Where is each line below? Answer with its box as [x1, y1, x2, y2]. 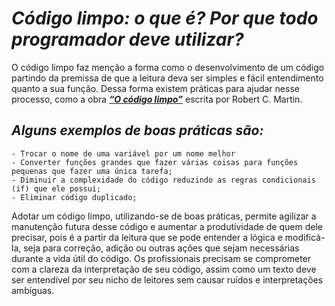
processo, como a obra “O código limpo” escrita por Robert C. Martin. [11, 93, 303, 105]
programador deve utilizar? [11, 28, 244, 51]
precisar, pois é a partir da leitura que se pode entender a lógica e [11, 231, 283, 243]
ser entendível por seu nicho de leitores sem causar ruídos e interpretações [11, 273, 324, 286]
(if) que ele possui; [11, 183, 102, 194]
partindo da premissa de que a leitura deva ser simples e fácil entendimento [11, 72, 324, 84]
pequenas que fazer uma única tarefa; [11, 166, 173, 176]
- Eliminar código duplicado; [11, 192, 138, 202]
